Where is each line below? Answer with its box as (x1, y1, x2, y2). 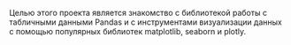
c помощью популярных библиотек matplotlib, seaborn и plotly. (9, 26, 247, 36)
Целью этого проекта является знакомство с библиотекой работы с (9, 8, 268, 18)
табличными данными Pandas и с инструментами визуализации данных (9, 17, 283, 27)
